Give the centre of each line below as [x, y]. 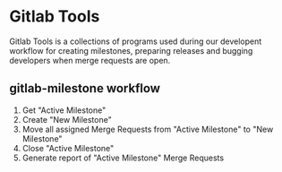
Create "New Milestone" [67, 119]
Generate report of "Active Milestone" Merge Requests [123, 158]
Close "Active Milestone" [68, 148]
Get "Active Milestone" [64, 110]
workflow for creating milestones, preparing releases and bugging [131, 50]
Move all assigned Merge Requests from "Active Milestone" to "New [148, 129]
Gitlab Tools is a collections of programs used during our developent [136, 41]
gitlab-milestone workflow [85, 88]
